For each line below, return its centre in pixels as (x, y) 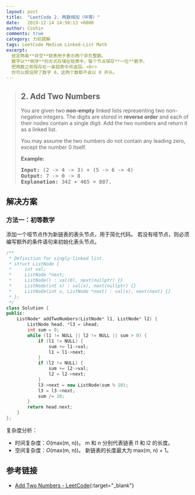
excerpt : (17, 50)
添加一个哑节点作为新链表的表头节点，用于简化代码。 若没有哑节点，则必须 (98, 234)
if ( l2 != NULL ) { (60, 363)
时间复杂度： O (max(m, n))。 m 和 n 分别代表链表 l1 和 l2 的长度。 (94, 443)
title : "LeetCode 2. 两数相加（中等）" (53, 17)
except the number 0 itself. (53, 147)
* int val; (27, 269)
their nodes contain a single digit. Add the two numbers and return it (104, 123)
